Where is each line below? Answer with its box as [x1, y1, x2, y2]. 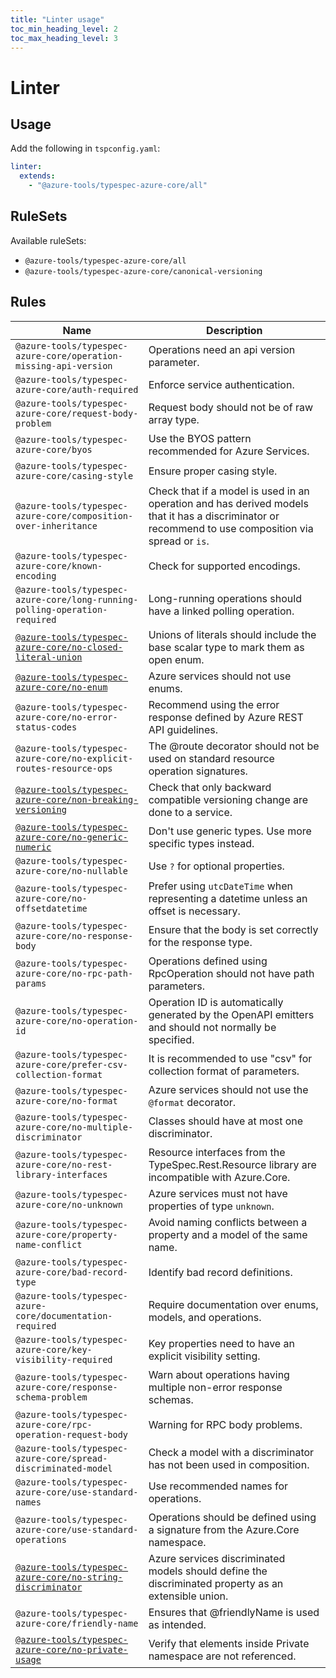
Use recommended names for [148, 1479, 289, 1493]
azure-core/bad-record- [15, 1266, 129, 1278]
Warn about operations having [148, 1367, 290, 1381]
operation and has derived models [148, 496, 309, 510]
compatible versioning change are [148, 792, 309, 806]
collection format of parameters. [148, 1064, 300, 1078]
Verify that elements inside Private [148, 1636, 310, 1650]
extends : [19, 171, 56, 181]
